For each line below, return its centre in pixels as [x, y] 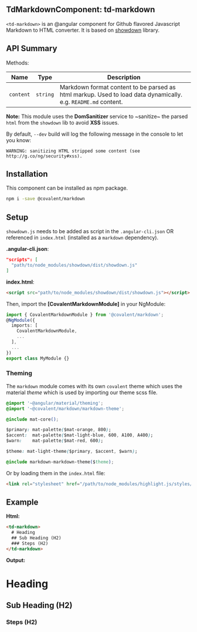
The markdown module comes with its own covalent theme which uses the [94, 386]
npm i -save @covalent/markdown [45, 199]
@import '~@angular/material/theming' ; [55, 403]
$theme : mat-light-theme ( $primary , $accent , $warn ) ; [72, 452]
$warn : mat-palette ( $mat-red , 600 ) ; [55, 441]
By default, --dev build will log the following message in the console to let [95, 134]
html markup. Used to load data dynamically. [121, 95]
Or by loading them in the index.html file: [56, 473]
